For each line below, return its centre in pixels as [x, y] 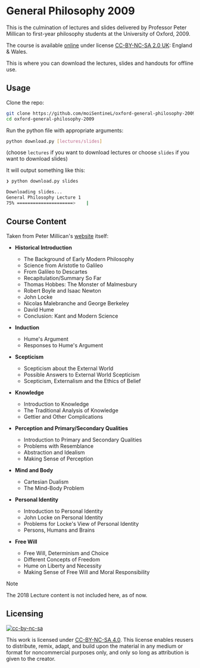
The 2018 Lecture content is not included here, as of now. [77, 595]
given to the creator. [31, 658]
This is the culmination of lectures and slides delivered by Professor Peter [96, 27]
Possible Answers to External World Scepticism [82, 374]
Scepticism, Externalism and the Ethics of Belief [82, 381]
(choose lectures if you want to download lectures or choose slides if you [98, 152]
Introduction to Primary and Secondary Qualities [83, 440]
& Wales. [17, 51]
